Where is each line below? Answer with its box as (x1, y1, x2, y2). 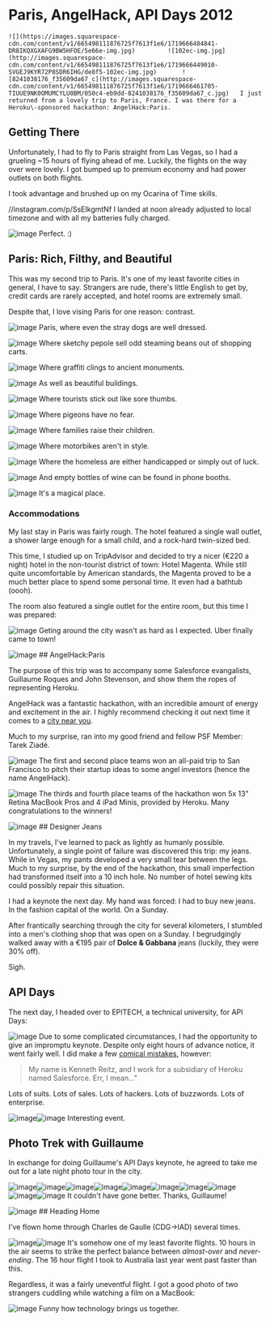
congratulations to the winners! (8, 805, 112, 816)
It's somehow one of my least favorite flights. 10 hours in (67, 1238, 256, 1248)
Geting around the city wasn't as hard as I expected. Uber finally (39, 625, 253, 635)
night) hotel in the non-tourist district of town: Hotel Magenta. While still (8, 560, 247, 569)
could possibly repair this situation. (8, 880, 125, 890)
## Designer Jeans (39, 821, 103, 831)
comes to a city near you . (8, 715, 93, 725)
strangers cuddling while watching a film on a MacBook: (8, 1288, 196, 1298)
